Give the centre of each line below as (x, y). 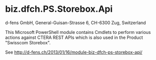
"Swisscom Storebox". (28, 42)
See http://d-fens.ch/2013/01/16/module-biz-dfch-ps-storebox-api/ (74, 52)
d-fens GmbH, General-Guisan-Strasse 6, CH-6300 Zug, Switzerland (76, 23)
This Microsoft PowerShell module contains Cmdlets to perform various (78, 32)
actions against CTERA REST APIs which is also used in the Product (74, 37)
